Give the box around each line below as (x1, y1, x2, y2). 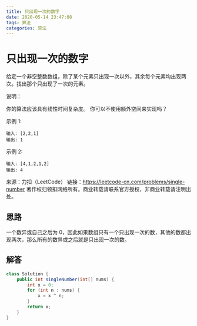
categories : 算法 (6, 25, 47, 31)
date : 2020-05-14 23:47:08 (6, 14, 72, 20)
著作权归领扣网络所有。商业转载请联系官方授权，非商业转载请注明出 (26, 186, 191, 193)
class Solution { (6, 271, 49, 277)
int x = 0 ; (27, 282, 54, 288)
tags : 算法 (6, 19, 31, 25)
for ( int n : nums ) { (27, 287, 81, 294)
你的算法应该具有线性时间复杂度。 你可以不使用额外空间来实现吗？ (6, 106, 168, 113)
